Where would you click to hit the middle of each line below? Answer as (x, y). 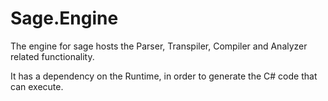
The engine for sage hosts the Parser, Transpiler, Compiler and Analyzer (159, 46)
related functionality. (52, 56)
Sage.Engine (64, 18)
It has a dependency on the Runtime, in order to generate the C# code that (164, 76)
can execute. (37, 86)
